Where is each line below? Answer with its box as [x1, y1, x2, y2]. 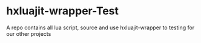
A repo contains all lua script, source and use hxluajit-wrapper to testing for [6, 24, 195, 31]
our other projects [6, 30, 51, 37]
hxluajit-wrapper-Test [6, 4, 119, 18]
